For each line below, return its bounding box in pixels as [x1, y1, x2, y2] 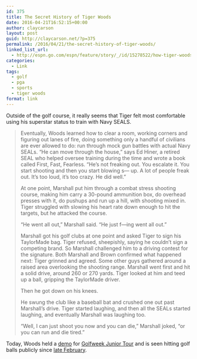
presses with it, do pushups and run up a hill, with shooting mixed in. [20, 197, 186, 204]
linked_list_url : [6, 47, 49, 53]
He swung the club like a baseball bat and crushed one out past [20, 299, 175, 306]
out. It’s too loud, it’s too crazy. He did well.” [20, 173, 126, 180]
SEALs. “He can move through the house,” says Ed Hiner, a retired [20, 148, 180, 155]
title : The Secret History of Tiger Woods [6, 14, 111, 20]
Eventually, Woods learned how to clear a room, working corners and [20, 130, 188, 137]
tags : [6, 69, 19, 74]
